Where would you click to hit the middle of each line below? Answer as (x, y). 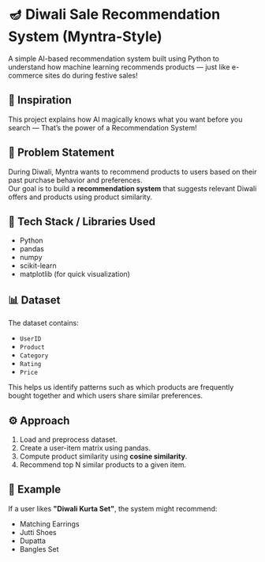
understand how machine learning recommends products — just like (119, 66)
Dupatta (32, 541)
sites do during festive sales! (91, 75)
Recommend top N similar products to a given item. (103, 465)
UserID (30, 339)
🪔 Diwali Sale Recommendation (114, 15)
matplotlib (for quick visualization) (75, 274)
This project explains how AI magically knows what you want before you (125, 119)
